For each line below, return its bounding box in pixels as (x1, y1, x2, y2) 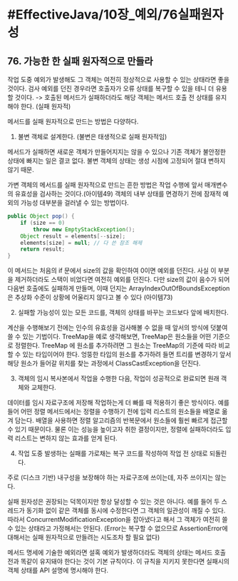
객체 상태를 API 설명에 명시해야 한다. (7, 566, 109, 575)
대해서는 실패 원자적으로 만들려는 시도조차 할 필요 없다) (7, 533, 160, 542)
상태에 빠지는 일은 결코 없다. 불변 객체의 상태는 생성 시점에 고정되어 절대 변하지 (7, 156, 226, 165)
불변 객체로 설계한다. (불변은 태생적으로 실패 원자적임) (17, 133, 167, 141)
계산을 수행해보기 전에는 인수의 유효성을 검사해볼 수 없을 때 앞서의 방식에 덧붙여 (7, 323, 228, 332)
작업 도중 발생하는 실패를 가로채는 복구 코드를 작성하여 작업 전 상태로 (17, 449, 208, 458)
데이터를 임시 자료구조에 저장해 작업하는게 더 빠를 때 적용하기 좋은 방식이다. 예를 (7, 398, 230, 407)
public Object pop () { (7, 213, 75, 220)
